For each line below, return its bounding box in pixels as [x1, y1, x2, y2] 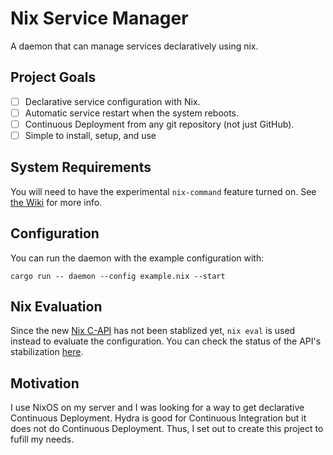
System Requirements [10, 159, 152, 176]
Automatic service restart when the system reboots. [24, 107, 240, 119]
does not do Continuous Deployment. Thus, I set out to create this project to [10, 423, 324, 435]
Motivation [10, 375, 80, 392]
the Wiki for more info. [10, 196, 103, 208]
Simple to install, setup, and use [24, 129, 157, 141]
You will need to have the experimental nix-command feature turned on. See [10, 185, 317, 197]
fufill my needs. [10, 433, 75, 446]
